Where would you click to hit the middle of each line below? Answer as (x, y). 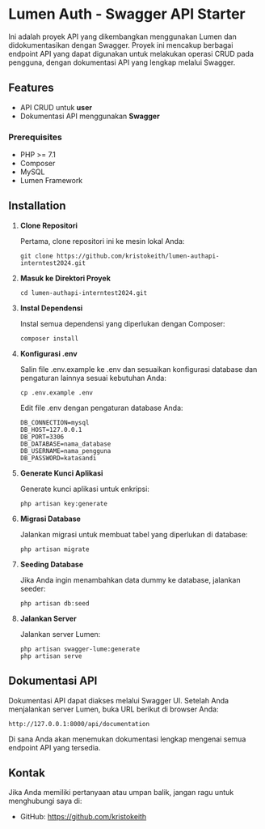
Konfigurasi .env (49, 353)
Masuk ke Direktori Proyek (65, 278)
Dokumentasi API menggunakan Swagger (90, 116)
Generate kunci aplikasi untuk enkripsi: (84, 489)
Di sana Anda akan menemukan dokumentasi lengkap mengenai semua (127, 739)
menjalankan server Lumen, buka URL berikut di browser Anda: (114, 709)
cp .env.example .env (56, 393)
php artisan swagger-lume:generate (80, 649)
